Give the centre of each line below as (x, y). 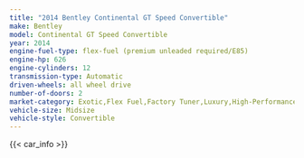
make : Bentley (36, 26)
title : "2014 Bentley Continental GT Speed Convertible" (119, 18)
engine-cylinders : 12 (50, 69)
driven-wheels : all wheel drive (70, 85)
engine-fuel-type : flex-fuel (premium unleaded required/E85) (129, 51)
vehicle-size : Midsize (52, 110)
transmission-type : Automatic (66, 77)
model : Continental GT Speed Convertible (89, 34)
